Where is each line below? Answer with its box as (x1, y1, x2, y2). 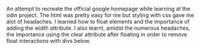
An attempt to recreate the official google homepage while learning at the (6, 5, 191, 12)
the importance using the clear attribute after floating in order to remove (6, 31, 187, 38)
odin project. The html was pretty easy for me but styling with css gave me (6, 11, 195, 19)
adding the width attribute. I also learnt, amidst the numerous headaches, (6, 24, 191, 31)
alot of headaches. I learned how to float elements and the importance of (6, 18, 190, 25)
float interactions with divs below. (6, 38, 91, 44)
